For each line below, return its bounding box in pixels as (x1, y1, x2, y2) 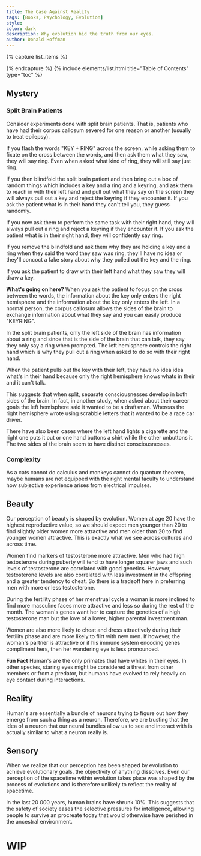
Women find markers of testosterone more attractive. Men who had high (6, 552, 185, 559)
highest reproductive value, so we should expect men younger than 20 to (6, 521, 187, 528)
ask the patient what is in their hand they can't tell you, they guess (6, 200, 170, 208)
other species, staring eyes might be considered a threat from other (6, 663, 174, 671)
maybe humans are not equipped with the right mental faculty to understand (6, 475, 195, 482)
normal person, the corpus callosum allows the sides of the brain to (6, 304, 173, 312)
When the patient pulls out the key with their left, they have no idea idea (6, 366, 184, 373)
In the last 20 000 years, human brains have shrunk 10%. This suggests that (6, 799, 194, 806)
